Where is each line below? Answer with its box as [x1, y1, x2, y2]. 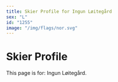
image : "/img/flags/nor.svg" [6, 25, 78, 31]
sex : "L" [6, 14, 28, 20]
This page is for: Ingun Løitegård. [6, 70, 87, 77]
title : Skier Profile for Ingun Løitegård [6, 8, 112, 15]
